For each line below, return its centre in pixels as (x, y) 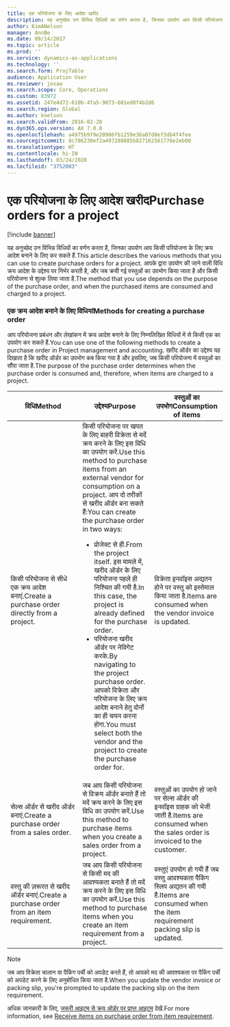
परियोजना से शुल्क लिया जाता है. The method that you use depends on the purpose (112, 278)
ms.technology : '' (33, 64)
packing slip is (177, 929)
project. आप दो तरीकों (112, 494)
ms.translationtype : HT (41, 147)
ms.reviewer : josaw (35, 84)
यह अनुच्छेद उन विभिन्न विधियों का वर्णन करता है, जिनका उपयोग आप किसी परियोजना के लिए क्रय (110, 247)
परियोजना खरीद (114, 638)
